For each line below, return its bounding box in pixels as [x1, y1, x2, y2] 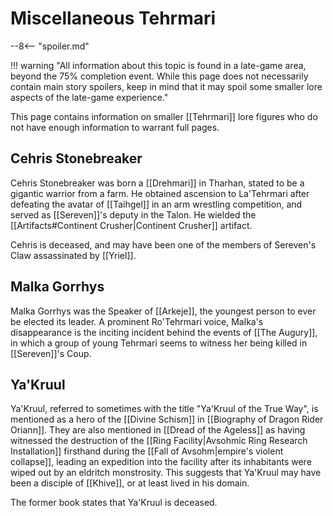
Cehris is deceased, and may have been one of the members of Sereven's [10, 238, 317, 251]
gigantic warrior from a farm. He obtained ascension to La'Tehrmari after [10, 187, 310, 199]
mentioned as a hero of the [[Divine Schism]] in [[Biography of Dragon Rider [10, 413, 324, 426]
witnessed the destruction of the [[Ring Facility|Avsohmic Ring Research [10, 435, 308, 447]
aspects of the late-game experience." [10, 91, 169, 103]
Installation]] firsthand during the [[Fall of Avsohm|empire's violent [10, 445, 284, 457]
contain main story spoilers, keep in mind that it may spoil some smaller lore [10, 80, 323, 92]
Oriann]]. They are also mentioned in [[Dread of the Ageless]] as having [10, 424, 306, 436]
